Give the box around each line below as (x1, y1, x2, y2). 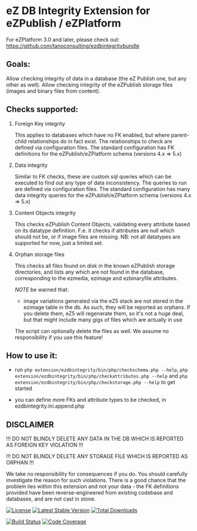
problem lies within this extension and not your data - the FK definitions (6, 483, 179, 490)
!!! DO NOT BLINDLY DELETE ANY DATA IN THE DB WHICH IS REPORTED (6, 435, 184, 442)
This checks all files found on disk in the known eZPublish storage (14, 262, 175, 269)
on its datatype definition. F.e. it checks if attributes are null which (14, 227, 175, 234)
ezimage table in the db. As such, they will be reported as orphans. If (23, 304, 191, 311)
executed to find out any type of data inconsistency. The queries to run (14, 179, 187, 186)
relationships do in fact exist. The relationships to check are (28, 137, 172, 144)
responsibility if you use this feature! (14, 334, 103, 341)
